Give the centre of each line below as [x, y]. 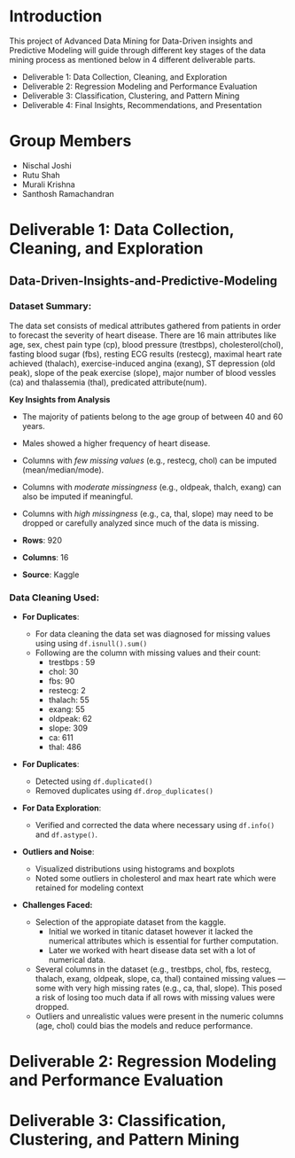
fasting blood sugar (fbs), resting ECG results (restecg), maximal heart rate [146, 354]
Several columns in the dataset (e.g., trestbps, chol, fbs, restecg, [153, 969]
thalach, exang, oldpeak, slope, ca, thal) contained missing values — [160, 979]
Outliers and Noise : [58, 852]
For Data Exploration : [62, 808]
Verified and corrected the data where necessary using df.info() [155, 825]
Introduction [56, 16]
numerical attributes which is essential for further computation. [163, 941]
